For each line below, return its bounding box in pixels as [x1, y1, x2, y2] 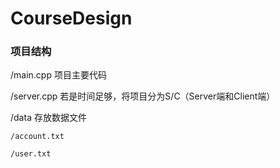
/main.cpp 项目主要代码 [10, 69, 107, 81]
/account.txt [10, 132, 65, 142]
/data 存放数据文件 [10, 112, 87, 124]
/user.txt [10, 149, 52, 159]
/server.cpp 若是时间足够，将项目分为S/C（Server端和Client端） [10, 90, 276, 102]
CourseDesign [10, 7, 133, 30]
